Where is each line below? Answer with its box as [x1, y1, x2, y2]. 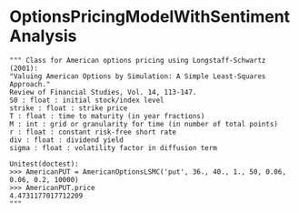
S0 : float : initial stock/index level [9, 96, 165, 105]
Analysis [9, 25, 77, 46]
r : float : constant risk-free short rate [9, 127, 177, 137]
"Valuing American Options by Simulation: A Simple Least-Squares [9, 71, 266, 81]
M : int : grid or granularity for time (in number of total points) [9, 119, 279, 128]
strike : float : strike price [9, 103, 128, 113]
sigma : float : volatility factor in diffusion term [9, 143, 218, 152]
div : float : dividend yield [9, 135, 125, 145]
